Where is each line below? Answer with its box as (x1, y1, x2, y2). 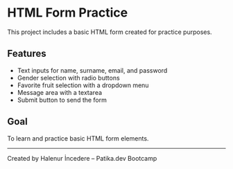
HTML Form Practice (7, 5, 128, 21)
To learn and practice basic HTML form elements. (7, 134, 149, 143)
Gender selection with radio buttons (17, 73, 120, 82)
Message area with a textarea (17, 88, 103, 96)
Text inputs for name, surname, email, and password (17, 66, 168, 74)
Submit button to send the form (17, 96, 107, 104)
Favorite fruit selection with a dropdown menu (17, 81, 149, 89)
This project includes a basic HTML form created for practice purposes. (7, 28, 213, 36)
